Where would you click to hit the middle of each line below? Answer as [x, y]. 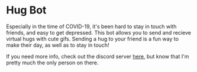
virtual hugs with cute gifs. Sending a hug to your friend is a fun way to [93, 39]
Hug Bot [26, 10]
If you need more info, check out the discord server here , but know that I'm [98, 56]
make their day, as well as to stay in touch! [58, 45]
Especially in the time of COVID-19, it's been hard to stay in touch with [91, 26]
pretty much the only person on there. [52, 63]
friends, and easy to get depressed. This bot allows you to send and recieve [98, 32]
